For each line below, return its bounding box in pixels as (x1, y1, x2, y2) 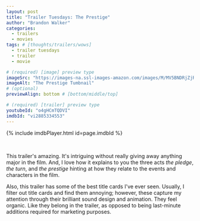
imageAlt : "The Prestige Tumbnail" (6, 80, 95, 86)
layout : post (6, 8, 39, 15)
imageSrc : (6, 75, 31, 81)
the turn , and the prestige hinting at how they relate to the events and (6, 165, 176, 172)
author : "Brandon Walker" (6, 20, 70, 26)
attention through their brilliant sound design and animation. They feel (6, 195, 177, 203)
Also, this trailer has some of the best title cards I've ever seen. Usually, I (6, 182, 185, 190)
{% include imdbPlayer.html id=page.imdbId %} (6, 129, 123, 137)
